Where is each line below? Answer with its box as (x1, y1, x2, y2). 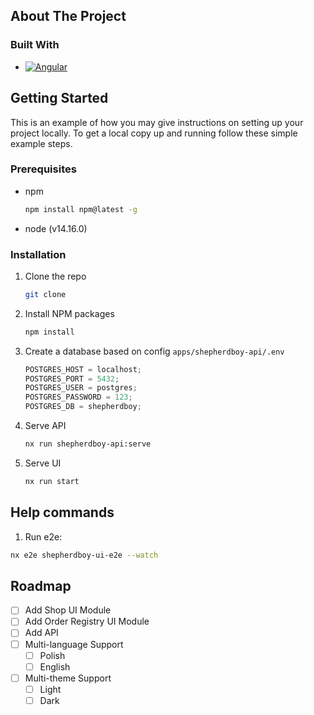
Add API (24, 627, 59, 639)
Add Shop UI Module (24, 604, 112, 616)
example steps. (10, 137, 73, 149)
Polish (39, 649, 66, 661)
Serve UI (24, 457, 62, 469)
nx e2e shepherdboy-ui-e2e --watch (10, 550, 159, 560)
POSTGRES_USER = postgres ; (24, 383, 138, 393)
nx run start (24, 476, 80, 486)
